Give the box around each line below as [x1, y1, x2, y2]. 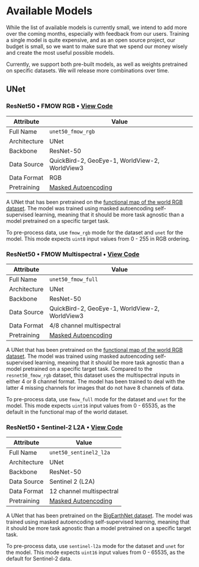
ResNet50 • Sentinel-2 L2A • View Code [6, 423, 123, 431]
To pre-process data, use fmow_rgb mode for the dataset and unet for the [6, 229, 184, 236]
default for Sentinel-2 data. [6, 555, 72, 562]
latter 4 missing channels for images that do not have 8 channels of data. [6, 384, 185, 391]
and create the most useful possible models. [6, 49, 114, 56]
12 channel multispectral [49, 487, 119, 496]
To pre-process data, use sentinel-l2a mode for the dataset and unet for [6, 543, 185, 550]
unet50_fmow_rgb [49, 128, 95, 135]
